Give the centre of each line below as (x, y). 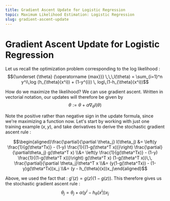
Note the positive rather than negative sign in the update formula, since (79, 116)
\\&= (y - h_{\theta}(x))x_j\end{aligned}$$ (104, 169)
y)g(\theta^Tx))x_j (41, 169)
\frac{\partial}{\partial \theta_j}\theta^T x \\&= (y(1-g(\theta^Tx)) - (82, 163)
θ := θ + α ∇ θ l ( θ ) (85, 106)
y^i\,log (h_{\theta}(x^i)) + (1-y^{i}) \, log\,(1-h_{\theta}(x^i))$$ (85, 82)
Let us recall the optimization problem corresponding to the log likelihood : (83, 69)
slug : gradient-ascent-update (37, 19)
